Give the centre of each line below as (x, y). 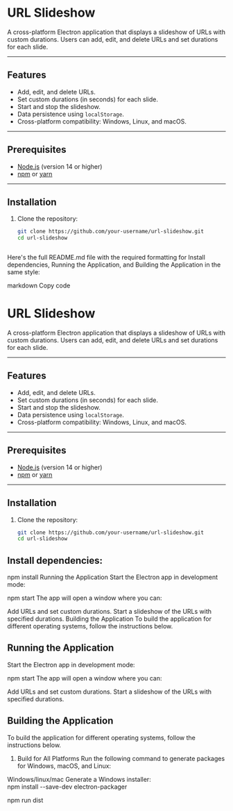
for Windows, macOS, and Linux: (64, 766)
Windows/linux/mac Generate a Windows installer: (79, 779)
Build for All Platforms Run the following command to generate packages (121, 758)
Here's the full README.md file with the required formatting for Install (106, 258)
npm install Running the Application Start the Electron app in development (113, 577)
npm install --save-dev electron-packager (67, 787)
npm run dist (25, 800)
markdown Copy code (39, 285)
